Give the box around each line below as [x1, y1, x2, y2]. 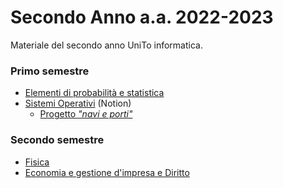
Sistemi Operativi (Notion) [24, 97, 132, 110]
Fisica [24, 156, 50, 168]
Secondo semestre [10, 133, 105, 147]
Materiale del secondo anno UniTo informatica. [10, 39, 203, 51]
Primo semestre [10, 64, 90, 78]
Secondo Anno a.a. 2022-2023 [10, 6, 274, 29]
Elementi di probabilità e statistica [24, 87, 165, 99]
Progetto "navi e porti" [39, 108, 133, 120]
